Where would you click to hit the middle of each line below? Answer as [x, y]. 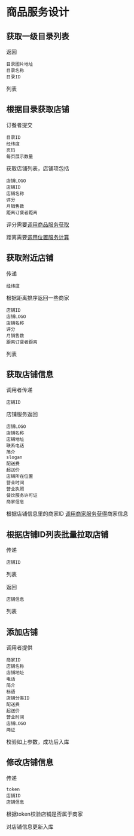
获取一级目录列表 [38, 36]
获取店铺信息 [30, 375]
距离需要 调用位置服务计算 [38, 237]
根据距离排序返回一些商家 [38, 297]
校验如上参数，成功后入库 [38, 742]
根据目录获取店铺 [38, 109]
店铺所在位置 [20, 476]
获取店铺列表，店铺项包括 [38, 168]
